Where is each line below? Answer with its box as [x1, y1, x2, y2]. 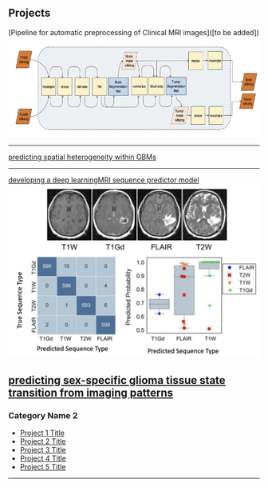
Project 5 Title [19, 461, 66, 471]
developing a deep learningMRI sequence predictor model [8, 175, 199, 185]
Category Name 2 [8, 409, 78, 421]
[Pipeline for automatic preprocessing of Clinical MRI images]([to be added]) [8, 27, 259, 37]
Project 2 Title [19, 436, 66, 446]
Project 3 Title [19, 445, 66, 454]
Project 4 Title [19, 453, 66, 463]
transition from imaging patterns [8, 385, 174, 399]
